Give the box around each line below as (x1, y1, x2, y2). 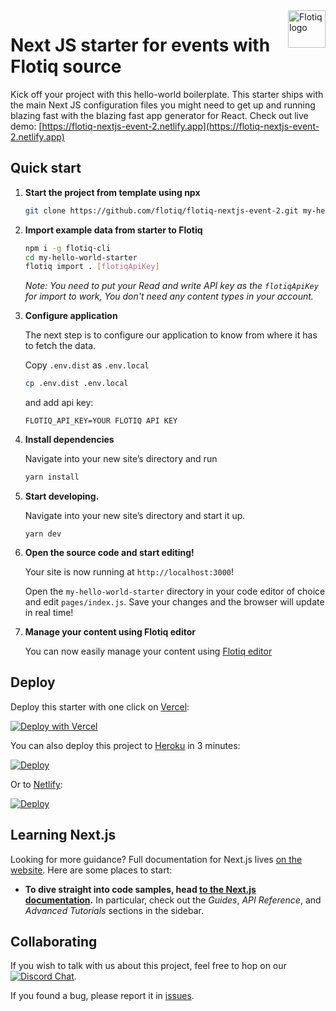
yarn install (24, 472, 80, 483)
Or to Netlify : (10, 778, 63, 790)
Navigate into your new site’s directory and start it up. (24, 510, 246, 521)
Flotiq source (10, 55, 122, 78)
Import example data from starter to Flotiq (24, 224, 203, 236)
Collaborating (10, 934, 98, 951)
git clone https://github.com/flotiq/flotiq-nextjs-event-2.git (24, 205, 299, 216)
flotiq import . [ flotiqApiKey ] (24, 262, 160, 272)
